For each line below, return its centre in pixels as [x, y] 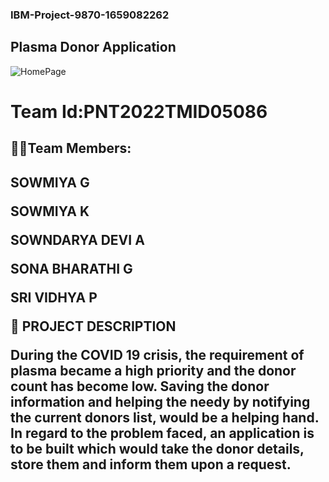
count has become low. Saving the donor [140, 386]
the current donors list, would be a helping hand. [165, 417]
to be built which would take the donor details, [157, 448]
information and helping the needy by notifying [160, 401]
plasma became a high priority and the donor [153, 370]
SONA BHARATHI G [71, 268]
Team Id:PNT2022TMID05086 [139, 111]
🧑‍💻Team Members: [71, 148]
